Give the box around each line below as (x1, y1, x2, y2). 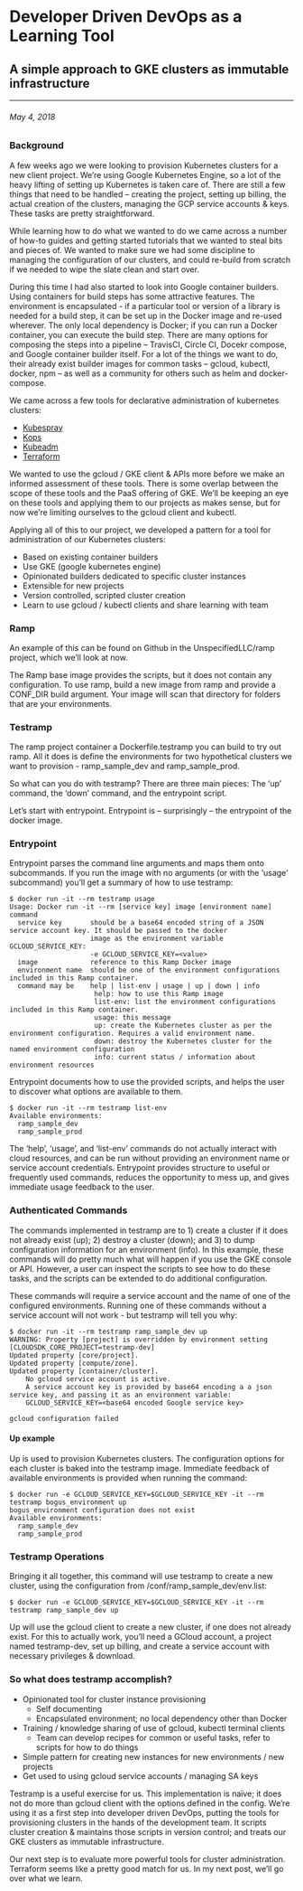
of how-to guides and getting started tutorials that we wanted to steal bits (9, 235, 283, 246)
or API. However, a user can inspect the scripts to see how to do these (9, 1263, 271, 1274)
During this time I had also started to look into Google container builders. (9, 281, 280, 292)
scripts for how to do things (35, 1742, 139, 1753)
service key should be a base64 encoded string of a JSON (17, 918, 264, 927)
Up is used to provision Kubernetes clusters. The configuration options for (9, 1453, 285, 1463)
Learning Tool (9, 25, 115, 46)
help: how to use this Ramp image (94, 990, 224, 999)
